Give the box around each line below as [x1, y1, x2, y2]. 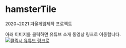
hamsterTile [5, 3, 56, 15]
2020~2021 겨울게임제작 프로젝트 [5, 20, 72, 26]
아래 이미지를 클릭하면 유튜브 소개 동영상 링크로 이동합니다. [5, 31, 121, 37]
